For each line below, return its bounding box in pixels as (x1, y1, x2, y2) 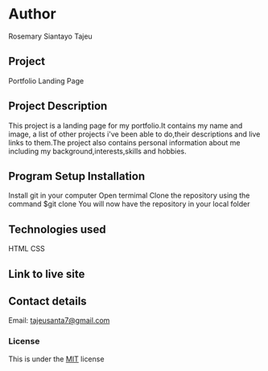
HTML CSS (8, 244, 46, 254)
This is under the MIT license (8, 354, 105, 364)
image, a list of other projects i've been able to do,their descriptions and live (8, 129, 261, 139)
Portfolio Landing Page (8, 75, 85, 85)
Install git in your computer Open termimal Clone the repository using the (8, 190, 250, 201)
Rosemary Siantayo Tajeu (8, 31, 93, 41)
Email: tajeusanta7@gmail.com (8, 316, 110, 325)
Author (8, 5, 56, 23)
